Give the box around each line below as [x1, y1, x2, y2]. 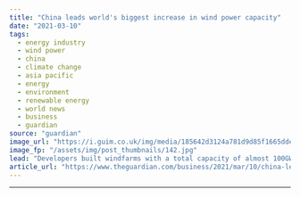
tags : [9, 29, 29, 38]
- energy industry [17, 37, 87, 47]
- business [17, 112, 58, 121]
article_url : [9, 162, 58, 171]
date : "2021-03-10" [9, 21, 82, 30]
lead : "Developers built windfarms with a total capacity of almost [9, 153, 270, 163]
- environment [17, 87, 70, 96]
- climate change [17, 63, 82, 72]
